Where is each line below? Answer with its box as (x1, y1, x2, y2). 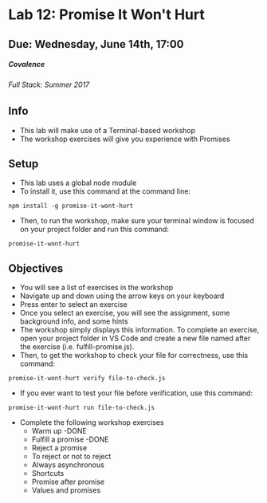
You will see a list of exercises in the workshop (19, 283, 174, 293)
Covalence (8, 60, 45, 69)
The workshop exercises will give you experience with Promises (19, 134, 230, 143)
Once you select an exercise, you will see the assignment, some (19, 308, 230, 318)
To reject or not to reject (31, 452, 112, 462)
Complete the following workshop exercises (19, 418, 165, 427)
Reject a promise (31, 443, 88, 453)
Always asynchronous (31, 460, 105, 470)
